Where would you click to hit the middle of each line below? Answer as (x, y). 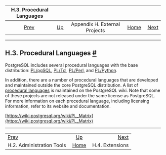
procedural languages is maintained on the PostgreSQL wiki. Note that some (83, 90)
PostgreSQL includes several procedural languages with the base (72, 65)
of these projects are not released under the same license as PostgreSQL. (80, 95)
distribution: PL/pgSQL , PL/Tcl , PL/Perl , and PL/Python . (61, 70)
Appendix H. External (95, 24)
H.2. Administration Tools (37, 145)
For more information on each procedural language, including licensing (77, 101)
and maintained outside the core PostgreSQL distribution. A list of (72, 85)
